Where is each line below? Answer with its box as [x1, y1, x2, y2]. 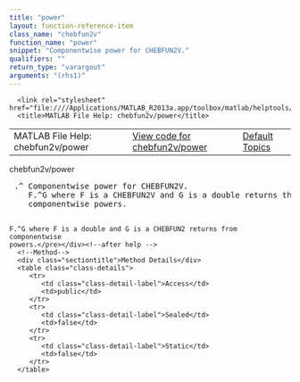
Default [242, 129, 274, 142]
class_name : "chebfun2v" [9, 29, 102, 38]
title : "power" [9, 12, 66, 22]
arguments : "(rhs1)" [9, 71, 87, 80]
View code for [132, 129, 192, 142]
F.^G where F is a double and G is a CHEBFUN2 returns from [9, 224, 238, 233]
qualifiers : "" [9, 54, 66, 63]
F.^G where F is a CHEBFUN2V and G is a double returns [28, 189, 279, 200]
